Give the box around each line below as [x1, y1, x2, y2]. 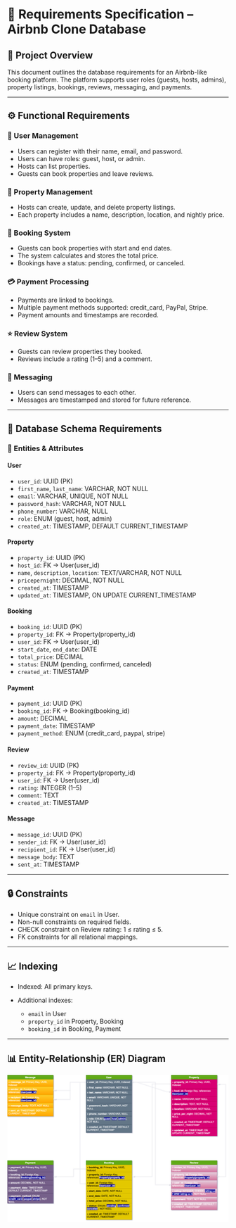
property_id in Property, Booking [27, 1017, 124, 1026]
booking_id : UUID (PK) [17, 623, 83, 631]
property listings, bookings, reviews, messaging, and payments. [7, 83, 192, 91]
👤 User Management [7, 131, 79, 141]
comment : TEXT [17, 791, 60, 799]
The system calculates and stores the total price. [17, 251, 159, 260]
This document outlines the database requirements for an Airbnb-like [7, 68, 207, 76]
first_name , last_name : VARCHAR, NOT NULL [17, 484, 149, 493]
